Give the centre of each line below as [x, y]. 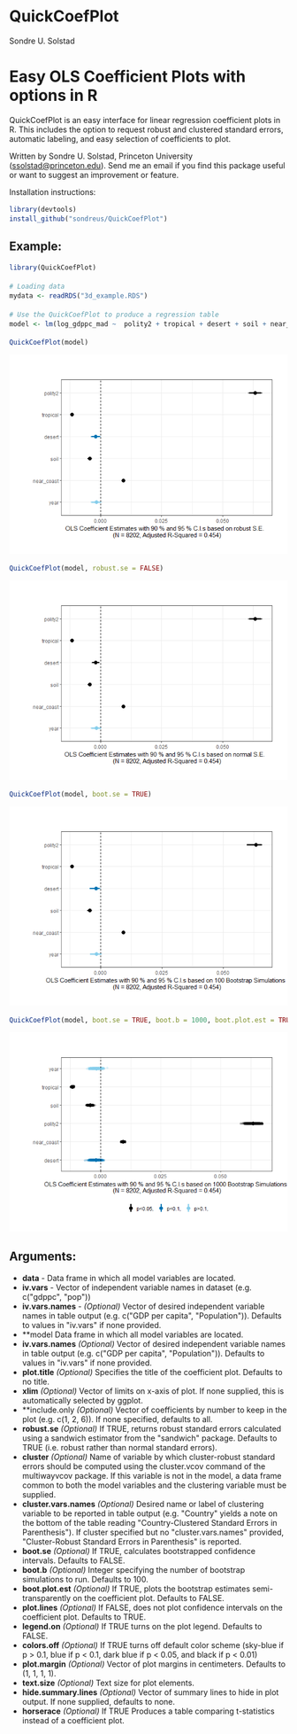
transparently [46, 1598]
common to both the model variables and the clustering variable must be [154, 1485]
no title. [36, 1381]
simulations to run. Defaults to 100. [85, 1579]
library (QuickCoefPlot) [53, 268]
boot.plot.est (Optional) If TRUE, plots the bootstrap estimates [136, 1589]
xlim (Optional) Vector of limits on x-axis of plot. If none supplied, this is [153, 1391]
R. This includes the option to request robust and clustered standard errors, [146, 129]
